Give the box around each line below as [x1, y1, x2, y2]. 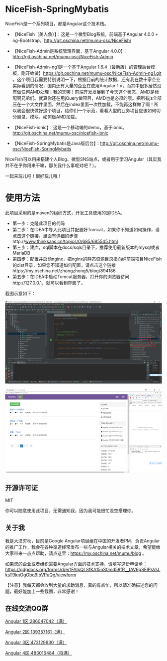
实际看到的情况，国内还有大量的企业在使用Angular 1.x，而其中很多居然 [12, 82, 158, 88]
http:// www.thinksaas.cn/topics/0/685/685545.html [12, 238, 118, 244]
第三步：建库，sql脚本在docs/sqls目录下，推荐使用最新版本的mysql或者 [12, 244, 160, 250]
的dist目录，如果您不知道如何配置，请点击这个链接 [12, 262, 116, 268]
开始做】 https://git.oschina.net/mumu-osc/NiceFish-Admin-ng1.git [25, 70, 162, 76]
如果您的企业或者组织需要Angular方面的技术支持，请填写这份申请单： [5, 561, 148, 567]
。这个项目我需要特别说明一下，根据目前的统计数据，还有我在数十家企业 [12, 76, 161, 82]
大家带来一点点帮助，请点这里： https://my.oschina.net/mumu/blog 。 [5, 550, 147, 556]
